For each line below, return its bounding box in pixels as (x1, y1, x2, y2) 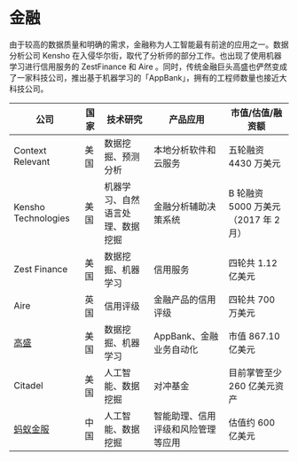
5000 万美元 (228, 200, 281, 213)
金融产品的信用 (153, 293, 216, 306)
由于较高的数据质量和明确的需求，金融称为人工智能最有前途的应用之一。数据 (9, 39, 289, 50)
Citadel (13, 379, 43, 391)
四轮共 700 (228, 293, 276, 306)
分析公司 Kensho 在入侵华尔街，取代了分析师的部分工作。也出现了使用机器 (9, 50, 282, 60)
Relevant (13, 155, 51, 168)
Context (13, 144, 47, 156)
